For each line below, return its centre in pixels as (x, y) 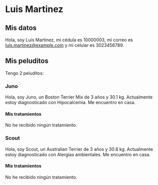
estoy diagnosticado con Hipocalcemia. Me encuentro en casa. (70, 103)
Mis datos (21, 28)
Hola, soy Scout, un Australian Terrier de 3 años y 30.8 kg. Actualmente (79, 149)
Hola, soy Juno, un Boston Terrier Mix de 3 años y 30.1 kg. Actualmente (79, 97)
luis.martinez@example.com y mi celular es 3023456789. (65, 45)
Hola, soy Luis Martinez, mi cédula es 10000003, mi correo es (69, 40)
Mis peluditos (27, 61)
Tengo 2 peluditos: (25, 73)
